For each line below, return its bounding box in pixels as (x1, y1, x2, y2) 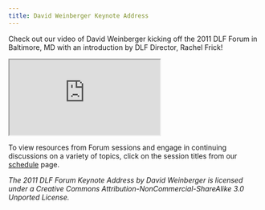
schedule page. (8, 159, 60, 169)
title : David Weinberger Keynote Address (8, 11, 149, 20)
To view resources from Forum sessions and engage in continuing (8, 142, 227, 152)
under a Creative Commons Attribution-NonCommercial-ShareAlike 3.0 (8, 183, 245, 193)
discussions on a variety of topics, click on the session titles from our (8, 150, 238, 161)
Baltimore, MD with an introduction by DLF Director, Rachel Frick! (8, 42, 223, 52)
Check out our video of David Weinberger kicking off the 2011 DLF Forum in (8, 34, 258, 43)
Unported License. (8, 192, 70, 202)
